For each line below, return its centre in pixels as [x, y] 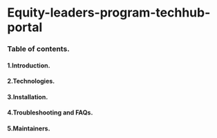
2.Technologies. [31, 81]
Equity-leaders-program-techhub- [109, 13]
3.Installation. [28, 97]
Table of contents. [39, 49]
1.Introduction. [29, 65]
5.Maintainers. [29, 128]
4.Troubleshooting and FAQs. [50, 112]
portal [25, 27]
